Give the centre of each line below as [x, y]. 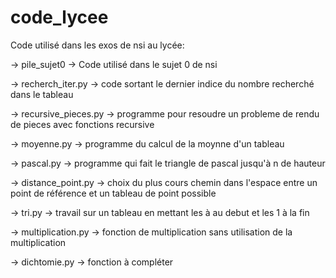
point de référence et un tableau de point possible [113, 193]
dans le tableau [42, 94]
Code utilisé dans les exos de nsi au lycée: [97, 45]
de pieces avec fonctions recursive [82, 124]
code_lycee [59, 17]
